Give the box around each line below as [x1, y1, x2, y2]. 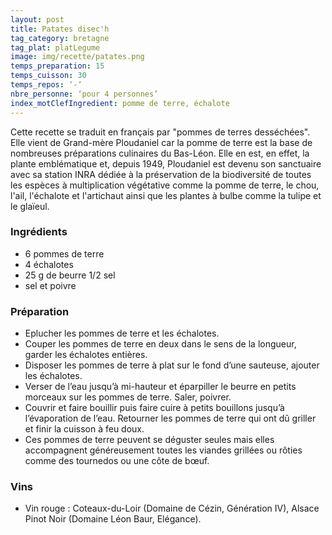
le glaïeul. [10, 200, 50, 212]
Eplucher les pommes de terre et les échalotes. [24, 327, 220, 340]
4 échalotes [24, 258, 74, 270]
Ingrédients [10, 225, 68, 239]
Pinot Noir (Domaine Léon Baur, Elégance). [24, 513, 202, 525]
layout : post [10, 14, 65, 25]
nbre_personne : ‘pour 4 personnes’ [10, 89, 159, 99]
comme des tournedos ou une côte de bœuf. [24, 455, 210, 467]
